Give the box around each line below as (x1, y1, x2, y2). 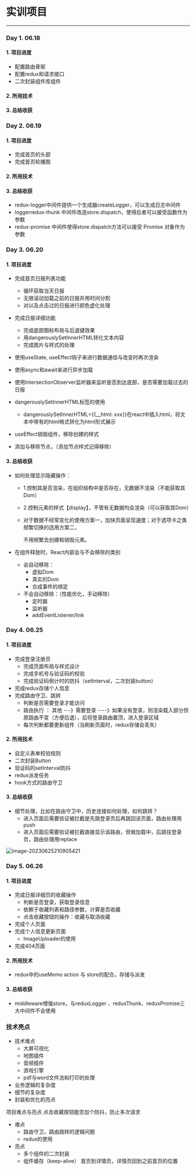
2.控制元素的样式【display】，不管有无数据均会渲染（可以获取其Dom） (23, 504, 192, 511)
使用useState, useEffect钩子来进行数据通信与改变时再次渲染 (14, 354, 159, 361)
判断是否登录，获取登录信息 (23, 899, 90, 906)
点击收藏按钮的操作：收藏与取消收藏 (23, 913, 111, 920)
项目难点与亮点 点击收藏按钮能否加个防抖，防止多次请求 (6, 1108, 141, 1115)
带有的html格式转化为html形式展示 (33, 418, 116, 425)
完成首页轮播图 (14, 159, 51, 166)
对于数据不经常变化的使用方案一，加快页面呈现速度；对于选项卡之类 (23, 516, 187, 524)
